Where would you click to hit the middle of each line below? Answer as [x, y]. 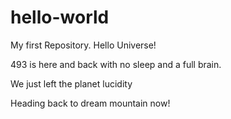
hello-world [60, 17]
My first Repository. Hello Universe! [83, 45]
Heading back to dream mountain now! [90, 103]
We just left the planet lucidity [71, 83]
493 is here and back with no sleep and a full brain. [116, 64]
